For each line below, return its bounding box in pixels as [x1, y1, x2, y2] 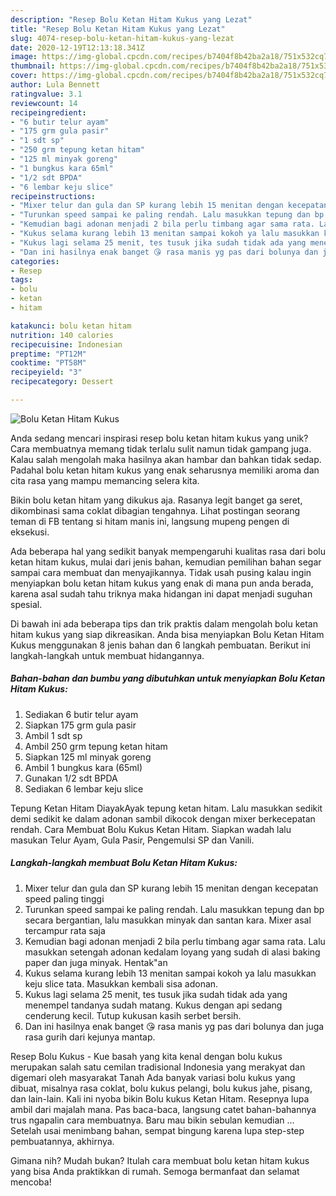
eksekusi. [10, 526, 50, 538]
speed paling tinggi [24, 892, 105, 905]
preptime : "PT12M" [10, 349, 87, 359]
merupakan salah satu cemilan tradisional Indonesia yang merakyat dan [10, 1061, 306, 1073]
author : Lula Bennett [10, 80, 101, 90]
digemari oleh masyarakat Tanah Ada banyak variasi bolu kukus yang [10, 1071, 296, 1083]
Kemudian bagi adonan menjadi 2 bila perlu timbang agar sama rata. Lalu [24, 935, 326, 947]
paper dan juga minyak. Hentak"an [24, 956, 168, 968]
